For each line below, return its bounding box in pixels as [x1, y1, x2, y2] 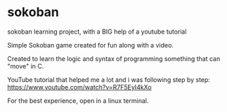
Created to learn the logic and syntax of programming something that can [7, 54, 221, 63]
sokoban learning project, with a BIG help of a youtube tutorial [7, 27, 187, 36]
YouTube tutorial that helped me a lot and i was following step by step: [7, 75, 211, 84]
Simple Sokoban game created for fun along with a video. [7, 41, 174, 49]
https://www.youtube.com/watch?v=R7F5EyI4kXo [7, 83, 153, 91]
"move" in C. [7, 62, 44, 70]
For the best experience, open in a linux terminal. [7, 96, 149, 105]
